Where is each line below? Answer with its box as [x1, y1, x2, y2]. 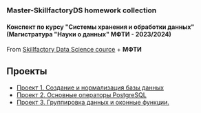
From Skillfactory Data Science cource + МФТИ [6, 45, 142, 54]
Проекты [6, 65, 47, 77]
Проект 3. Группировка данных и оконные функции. [16, 98, 170, 106]
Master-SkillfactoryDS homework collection [6, 6, 157, 15]
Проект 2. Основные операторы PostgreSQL [16, 90, 147, 99]
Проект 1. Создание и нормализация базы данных [16, 83, 165, 92]
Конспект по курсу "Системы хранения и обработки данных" [6, 23, 195, 31]
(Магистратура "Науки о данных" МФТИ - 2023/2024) [6, 30, 171, 38]
